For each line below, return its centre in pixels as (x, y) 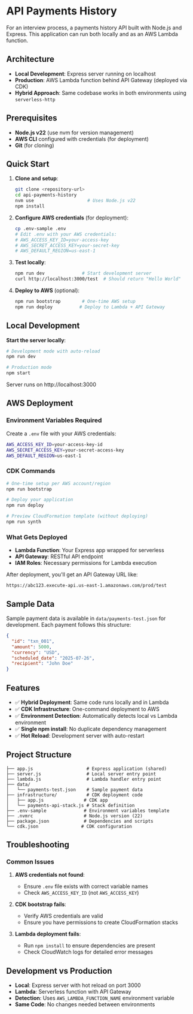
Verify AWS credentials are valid (63, 916)
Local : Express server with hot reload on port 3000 (78, 985)
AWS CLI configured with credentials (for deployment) (82, 139)
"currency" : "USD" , (36, 652)
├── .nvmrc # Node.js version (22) (75, 816)
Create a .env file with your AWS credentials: (61, 434)
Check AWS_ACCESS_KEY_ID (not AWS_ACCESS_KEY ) (81, 893)
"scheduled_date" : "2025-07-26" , (53, 658)
